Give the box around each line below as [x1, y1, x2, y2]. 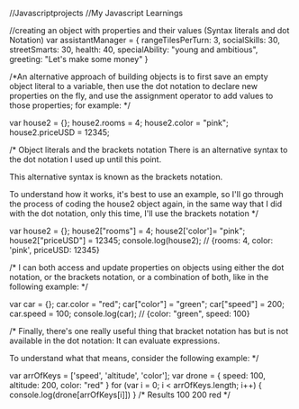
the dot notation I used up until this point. [9, 154, 162, 165]
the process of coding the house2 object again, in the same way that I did [9, 198, 282, 209]
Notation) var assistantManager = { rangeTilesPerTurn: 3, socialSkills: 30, [9, 35, 281, 45]
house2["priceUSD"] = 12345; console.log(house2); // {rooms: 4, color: [9, 235, 274, 246]
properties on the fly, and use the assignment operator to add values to [9, 90, 274, 101]
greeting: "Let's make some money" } [9, 54, 149, 64]
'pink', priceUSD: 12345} [9, 245, 101, 255]
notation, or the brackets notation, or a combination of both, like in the [9, 272, 269, 282]
